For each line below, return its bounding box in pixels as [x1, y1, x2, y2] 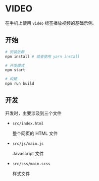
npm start [5, 67, 26, 72]
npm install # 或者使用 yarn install [5, 54, 80, 59]
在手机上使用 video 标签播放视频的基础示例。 [5, 20, 97, 26]
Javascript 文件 [12, 150, 44, 156]
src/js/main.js [12, 141, 44, 146]
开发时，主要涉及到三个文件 [5, 110, 62, 116]
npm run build [5, 81, 35, 86]
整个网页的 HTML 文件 [12, 130, 58, 136]
